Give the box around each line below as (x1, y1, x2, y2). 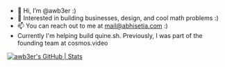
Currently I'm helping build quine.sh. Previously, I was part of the (17, 32, 203, 39)
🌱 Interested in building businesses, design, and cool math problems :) (17, 14, 219, 22)
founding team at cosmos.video (17, 39, 108, 47)
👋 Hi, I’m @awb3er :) (17, 7, 76, 15)
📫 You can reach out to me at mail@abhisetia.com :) (17, 21, 168, 30)
